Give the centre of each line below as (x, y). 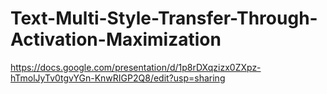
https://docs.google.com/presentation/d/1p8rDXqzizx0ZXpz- (136, 67)
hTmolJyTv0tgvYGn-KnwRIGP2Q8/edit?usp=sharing (118, 78)
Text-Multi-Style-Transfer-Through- (164, 18)
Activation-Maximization (116, 39)
